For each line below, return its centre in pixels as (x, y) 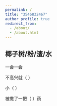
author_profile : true (28, 19)
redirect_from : (21, 24)
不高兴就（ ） (19, 77)
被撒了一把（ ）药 (23, 98)
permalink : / (19, 10)
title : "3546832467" (27, 14)
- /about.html (24, 33)
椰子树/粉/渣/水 (28, 54)
